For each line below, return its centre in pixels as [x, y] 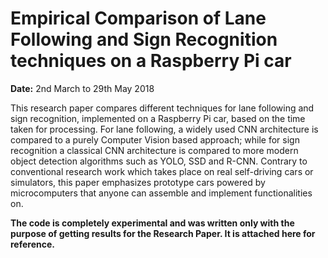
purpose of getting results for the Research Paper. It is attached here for [163, 233]
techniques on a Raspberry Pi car [151, 61]
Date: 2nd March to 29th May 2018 [82, 88]
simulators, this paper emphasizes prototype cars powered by [138, 182]
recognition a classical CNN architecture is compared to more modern [154, 150]
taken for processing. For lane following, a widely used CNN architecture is [164, 129]
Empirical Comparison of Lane [138, 18]
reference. [32, 244]
